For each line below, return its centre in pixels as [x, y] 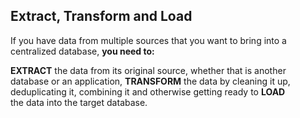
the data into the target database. [79, 102]
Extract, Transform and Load [101, 16]
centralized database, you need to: [82, 51]
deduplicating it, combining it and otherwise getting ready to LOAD [148, 91]
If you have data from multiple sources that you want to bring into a [148, 40]
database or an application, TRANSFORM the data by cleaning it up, [150, 81]
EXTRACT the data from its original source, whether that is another [148, 70]
